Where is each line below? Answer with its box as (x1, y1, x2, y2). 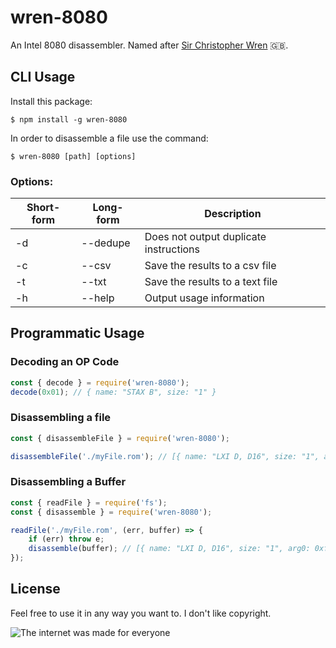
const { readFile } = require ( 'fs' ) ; (10, 497, 168, 508)
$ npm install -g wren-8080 (10, 114, 128, 125)
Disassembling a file (10, 411, 112, 425)
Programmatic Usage (10, 325, 145, 342)
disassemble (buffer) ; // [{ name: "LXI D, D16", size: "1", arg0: (28, 544, 311, 554)
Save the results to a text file (144, 275, 278, 289)
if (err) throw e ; (28, 534, 105, 545)
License (10, 581, 61, 598)
